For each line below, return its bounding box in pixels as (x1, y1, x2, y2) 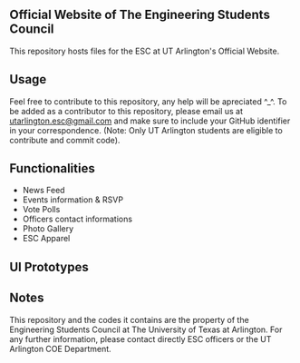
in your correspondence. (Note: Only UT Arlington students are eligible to (9, 124, 283, 135)
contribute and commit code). (9, 134, 121, 145)
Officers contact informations (22, 213, 133, 225)
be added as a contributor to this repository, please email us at (9, 105, 243, 116)
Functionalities (9, 161, 95, 176)
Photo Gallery (22, 223, 74, 234)
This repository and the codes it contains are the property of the (9, 314, 249, 325)
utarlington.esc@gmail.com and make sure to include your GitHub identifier (9, 115, 291, 126)
